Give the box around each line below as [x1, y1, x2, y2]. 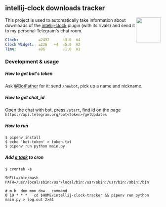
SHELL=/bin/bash [5, 176, 39, 181]
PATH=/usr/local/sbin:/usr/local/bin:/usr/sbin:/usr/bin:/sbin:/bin [5, 180, 149, 185]
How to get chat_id [5, 94, 44, 100]
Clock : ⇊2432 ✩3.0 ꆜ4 [5, 37, 81, 42]
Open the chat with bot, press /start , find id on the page [5, 107, 121, 113]
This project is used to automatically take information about [5, 17, 126, 23]
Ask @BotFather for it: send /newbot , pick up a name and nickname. [5, 83, 143, 89]
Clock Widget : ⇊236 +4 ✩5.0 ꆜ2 [5, 42, 81, 47]
